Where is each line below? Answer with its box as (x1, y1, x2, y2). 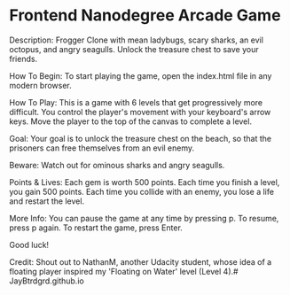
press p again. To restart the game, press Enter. (9, 222, 184, 233)
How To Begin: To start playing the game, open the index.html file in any (9, 70, 272, 81)
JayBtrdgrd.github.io (9, 276, 84, 286)
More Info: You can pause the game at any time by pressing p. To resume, (9, 213, 279, 223)
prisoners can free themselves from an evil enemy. (9, 143, 195, 153)
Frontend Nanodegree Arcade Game (9, 5, 281, 26)
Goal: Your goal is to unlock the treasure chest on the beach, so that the (9, 133, 272, 144)
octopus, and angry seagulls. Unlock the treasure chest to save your (9, 43, 259, 54)
